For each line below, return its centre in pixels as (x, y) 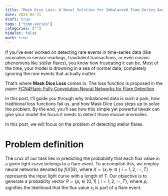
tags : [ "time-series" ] (29, 24)
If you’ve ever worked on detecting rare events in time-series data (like (78, 52)
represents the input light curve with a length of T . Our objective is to (76, 176)
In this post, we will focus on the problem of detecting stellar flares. (74, 124)
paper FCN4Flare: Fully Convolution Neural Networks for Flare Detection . (80, 88)
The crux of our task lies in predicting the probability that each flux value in (82, 158)
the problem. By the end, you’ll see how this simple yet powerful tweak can (82, 109)
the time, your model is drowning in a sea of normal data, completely (76, 68)
